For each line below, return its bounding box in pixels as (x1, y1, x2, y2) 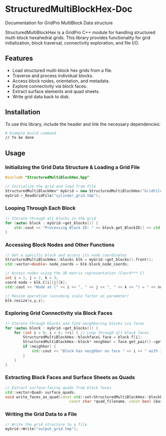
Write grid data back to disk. (12, 93, 70, 99)
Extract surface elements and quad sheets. (12, 88, 100, 94)
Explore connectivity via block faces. (12, 83, 87, 89)
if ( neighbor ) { (23, 344, 56, 349)
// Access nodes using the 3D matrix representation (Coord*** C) (5, 271, 145, 276)
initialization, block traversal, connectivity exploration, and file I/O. (5, 40, 139, 45)
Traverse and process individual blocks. (12, 73, 94, 79)
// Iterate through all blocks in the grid (5, 216, 96, 221)
